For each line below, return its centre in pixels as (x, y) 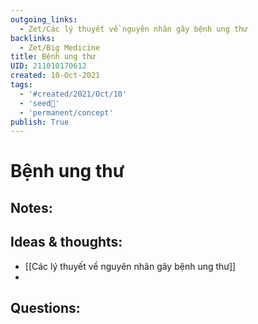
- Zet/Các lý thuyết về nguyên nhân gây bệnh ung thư (133, 29)
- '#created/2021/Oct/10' (73, 94)
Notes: (31, 207)
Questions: (45, 308)
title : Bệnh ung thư (53, 57)
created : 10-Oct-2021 (55, 76)
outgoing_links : (44, 19)
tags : (21, 85)
